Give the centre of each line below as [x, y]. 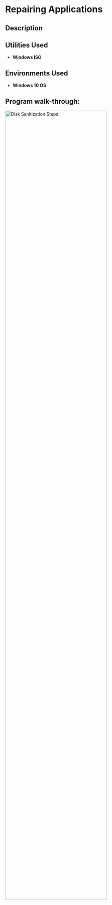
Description [24, 28]
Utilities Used [27, 45]
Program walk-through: [43, 101]
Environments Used [37, 73]
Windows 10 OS [29, 85]
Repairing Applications [54, 9]
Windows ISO [27, 57]
